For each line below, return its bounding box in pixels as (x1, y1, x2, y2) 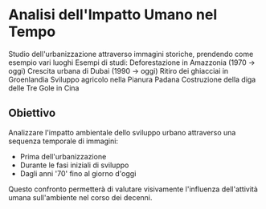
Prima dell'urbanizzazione (19, 151, 107, 161)
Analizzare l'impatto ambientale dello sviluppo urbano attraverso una (8, 127, 236, 137)
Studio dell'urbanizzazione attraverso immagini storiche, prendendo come (8, 49, 254, 58)
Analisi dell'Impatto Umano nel (8, 6, 218, 24)
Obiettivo (8, 107, 56, 120)
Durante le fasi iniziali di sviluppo (19, 160, 129, 170)
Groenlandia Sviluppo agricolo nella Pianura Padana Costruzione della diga (8, 74, 256, 84)
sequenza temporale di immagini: (8, 136, 119, 146)
